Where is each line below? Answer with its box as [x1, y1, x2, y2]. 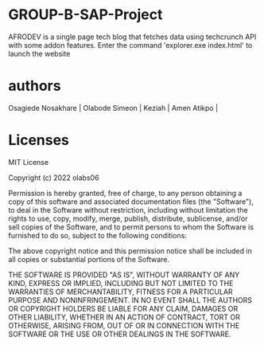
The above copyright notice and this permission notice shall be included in [8, 245, 252, 256]
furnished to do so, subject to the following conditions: [8, 230, 187, 240]
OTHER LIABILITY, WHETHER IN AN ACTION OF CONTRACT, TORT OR [8, 312, 240, 322]
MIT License [8, 157, 49, 167]
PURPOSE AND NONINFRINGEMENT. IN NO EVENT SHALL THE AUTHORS [8, 295, 253, 304]
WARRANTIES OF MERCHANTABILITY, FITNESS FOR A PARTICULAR [8, 287, 233, 296]
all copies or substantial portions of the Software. [8, 254, 169, 264]
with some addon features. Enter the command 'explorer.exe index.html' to [8, 40, 253, 49]
